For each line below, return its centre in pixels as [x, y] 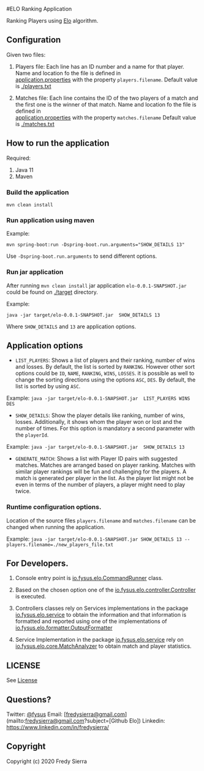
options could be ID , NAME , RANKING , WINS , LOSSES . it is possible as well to [105, 374]
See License [22, 680]
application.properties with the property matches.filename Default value [105, 117]
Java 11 [24, 170]
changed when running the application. [56, 527]
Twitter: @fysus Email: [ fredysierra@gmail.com [66, 714]
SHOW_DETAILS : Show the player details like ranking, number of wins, [100, 415]
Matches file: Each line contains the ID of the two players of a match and [107, 98]
